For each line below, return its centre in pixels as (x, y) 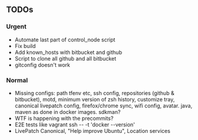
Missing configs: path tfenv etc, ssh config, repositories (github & (95, 93)
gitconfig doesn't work (42, 65)
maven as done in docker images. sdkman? (68, 112)
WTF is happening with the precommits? (64, 118)
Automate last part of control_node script (65, 39)
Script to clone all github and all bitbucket (66, 58)
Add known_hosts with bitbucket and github (68, 52)
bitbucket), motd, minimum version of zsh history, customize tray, (95, 99)
